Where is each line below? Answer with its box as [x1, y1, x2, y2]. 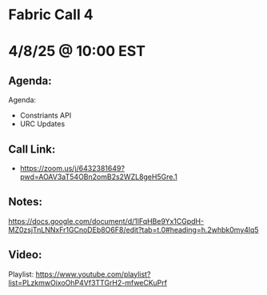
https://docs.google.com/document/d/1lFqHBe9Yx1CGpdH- [8, 216, 205, 225]
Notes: [8, 195, 42, 209]
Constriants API [19, 110, 72, 121]
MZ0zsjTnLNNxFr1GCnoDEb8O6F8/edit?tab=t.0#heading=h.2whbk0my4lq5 [8, 225, 259, 234]
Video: [8, 248, 42, 261]
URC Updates [19, 119, 66, 129]
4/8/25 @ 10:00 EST [8, 42, 146, 61]
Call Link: [8, 142, 56, 156]
